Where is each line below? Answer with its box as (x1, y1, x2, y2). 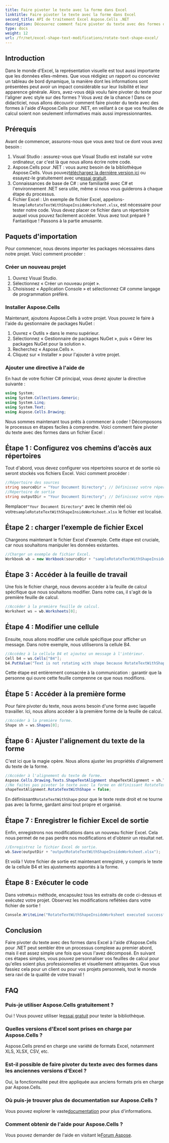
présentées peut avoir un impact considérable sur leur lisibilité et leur (5, 84, 148, 90)
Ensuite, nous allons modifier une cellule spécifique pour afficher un (5, 636, 146, 642)
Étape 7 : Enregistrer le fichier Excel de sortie (5, 816, 149, 825)
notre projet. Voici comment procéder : (5, 251, 86, 257)
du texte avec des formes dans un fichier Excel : (5, 429, 105, 435)
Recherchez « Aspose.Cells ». (12, 346, 74, 352)
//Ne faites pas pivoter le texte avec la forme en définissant (5, 782, 143, 787)
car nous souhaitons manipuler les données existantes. (5, 542, 120, 548)
